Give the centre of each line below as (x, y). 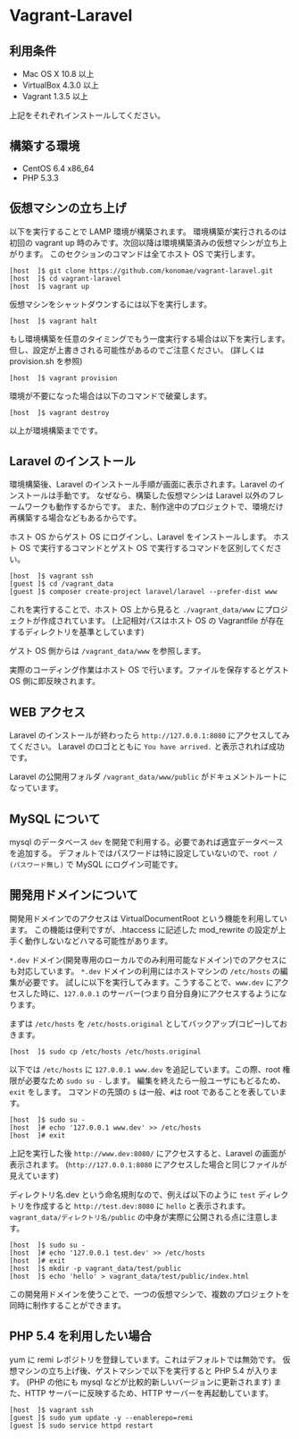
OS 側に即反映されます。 (55, 681)
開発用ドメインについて (74, 895)
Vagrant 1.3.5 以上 (55, 96)
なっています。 (36, 788)
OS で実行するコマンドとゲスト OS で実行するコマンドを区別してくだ (147, 548)
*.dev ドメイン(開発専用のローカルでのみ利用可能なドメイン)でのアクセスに (148, 960)
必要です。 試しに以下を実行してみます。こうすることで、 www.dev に (149, 982)
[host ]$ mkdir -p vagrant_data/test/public (95, 1268)
